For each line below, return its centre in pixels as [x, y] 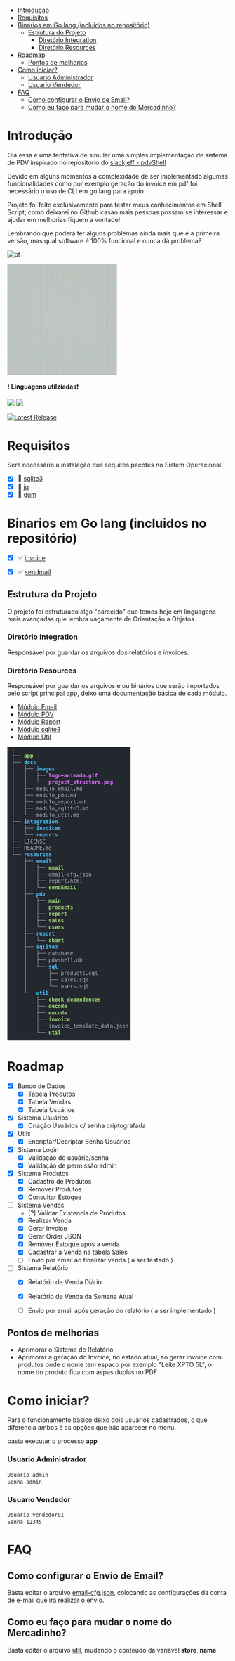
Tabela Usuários [51, 1110]
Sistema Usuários [43, 1118]
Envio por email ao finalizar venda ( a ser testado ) [100, 1260]
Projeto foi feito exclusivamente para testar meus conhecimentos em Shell [115, 205]
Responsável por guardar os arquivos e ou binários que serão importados [113, 686]
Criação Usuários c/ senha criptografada [87, 1126]
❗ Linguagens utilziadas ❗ [43, 387]
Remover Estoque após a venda [74, 1244]
